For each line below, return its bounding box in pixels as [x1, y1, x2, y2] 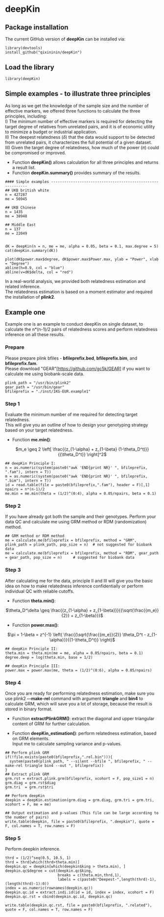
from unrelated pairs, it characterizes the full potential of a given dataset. [5, 139, 152, 145]
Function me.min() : [12, 437, 51, 443]
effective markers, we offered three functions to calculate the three [5, 108, 141, 114]
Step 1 [5, 400, 20, 407]
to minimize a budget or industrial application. [5, 129, 97, 135]
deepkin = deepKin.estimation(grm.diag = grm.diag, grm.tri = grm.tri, [5, 797, 154, 802]
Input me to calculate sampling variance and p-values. [12, 740, 122, 746]
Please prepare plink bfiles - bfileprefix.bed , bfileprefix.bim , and [5, 355, 138, 361]
